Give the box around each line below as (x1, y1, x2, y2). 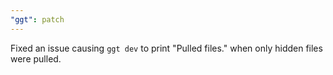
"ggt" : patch (10, 14, 65, 25)
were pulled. (10, 52, 62, 65)
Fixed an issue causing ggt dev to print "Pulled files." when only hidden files (10, 42, 323, 54)
